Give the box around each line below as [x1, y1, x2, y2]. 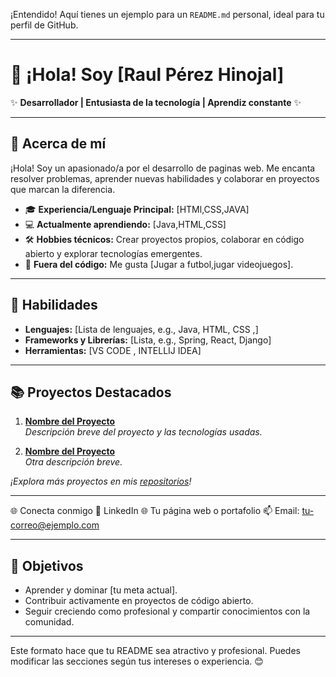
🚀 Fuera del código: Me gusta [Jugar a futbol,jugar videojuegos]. [24, 258, 294, 270]
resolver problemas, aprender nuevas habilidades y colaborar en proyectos [10, 172, 320, 184]
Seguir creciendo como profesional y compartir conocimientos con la [24, 605, 311, 618]
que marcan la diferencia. [10, 183, 116, 195]
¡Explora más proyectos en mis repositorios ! [10, 475, 192, 488]
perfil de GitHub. [10, 19, 79, 31]
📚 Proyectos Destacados [10, 384, 172, 401]
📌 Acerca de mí [10, 135, 107, 153]
